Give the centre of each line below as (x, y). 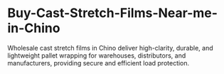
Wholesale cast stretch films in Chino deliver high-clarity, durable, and (110, 48)
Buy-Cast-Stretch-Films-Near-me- (113, 13)
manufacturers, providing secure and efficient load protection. (98, 63)
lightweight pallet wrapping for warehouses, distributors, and (97, 55)
